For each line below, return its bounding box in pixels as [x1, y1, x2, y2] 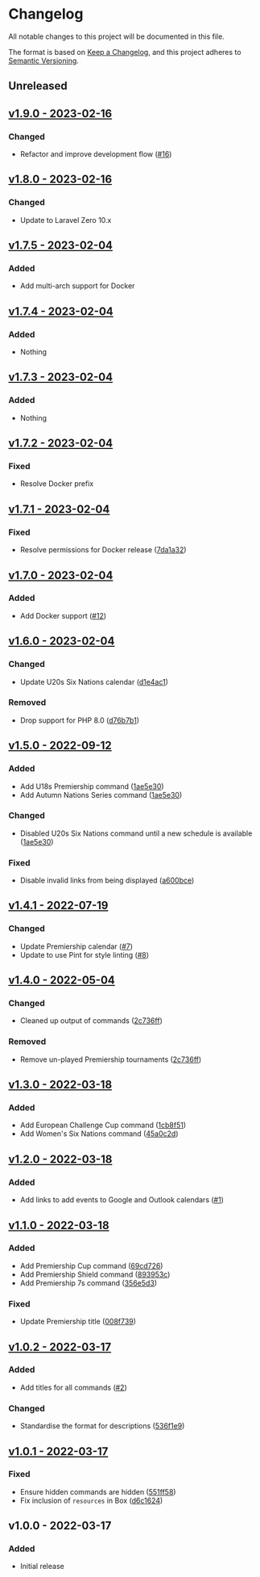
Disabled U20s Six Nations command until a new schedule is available [19, 828, 253, 838]
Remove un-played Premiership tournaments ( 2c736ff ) [19, 1055, 202, 1064]
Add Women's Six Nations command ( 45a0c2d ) [19, 1129, 179, 1139]
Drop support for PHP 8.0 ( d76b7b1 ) [19, 715, 139, 725]
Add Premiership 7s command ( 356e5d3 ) [19, 1277, 158, 1288]
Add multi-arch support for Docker [19, 281, 135, 291]
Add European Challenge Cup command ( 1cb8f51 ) [19, 1120, 187, 1130]
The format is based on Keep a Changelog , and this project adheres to [8, 47, 241, 57]
